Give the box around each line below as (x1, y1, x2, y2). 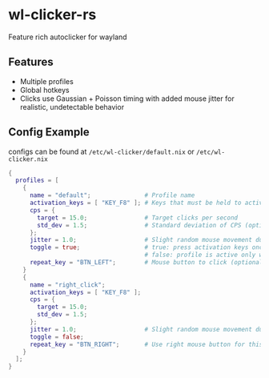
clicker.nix (8, 155, 48, 163)
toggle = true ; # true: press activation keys (29, 243, 249, 251)
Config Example (8, 126, 90, 139)
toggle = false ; (29, 332, 84, 341)
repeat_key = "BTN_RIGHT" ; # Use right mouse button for (29, 340, 246, 348)
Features (8, 55, 54, 69)
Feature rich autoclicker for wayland (8, 32, 127, 42)
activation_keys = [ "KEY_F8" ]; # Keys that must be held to (29, 199, 242, 207)
